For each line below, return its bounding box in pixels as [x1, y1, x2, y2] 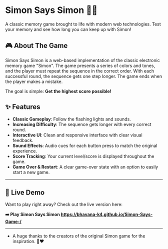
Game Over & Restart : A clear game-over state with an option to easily [12, 163, 158, 169]
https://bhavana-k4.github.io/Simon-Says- [60, 211, 153, 217]
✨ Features [5, 102, 40, 111]
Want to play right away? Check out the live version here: [5, 201, 123, 207]
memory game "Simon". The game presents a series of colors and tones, [5, 62, 155, 68]
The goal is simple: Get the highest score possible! [5, 88, 111, 94]
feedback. [12, 137, 33, 143]
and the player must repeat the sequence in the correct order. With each [5, 67, 154, 74]
